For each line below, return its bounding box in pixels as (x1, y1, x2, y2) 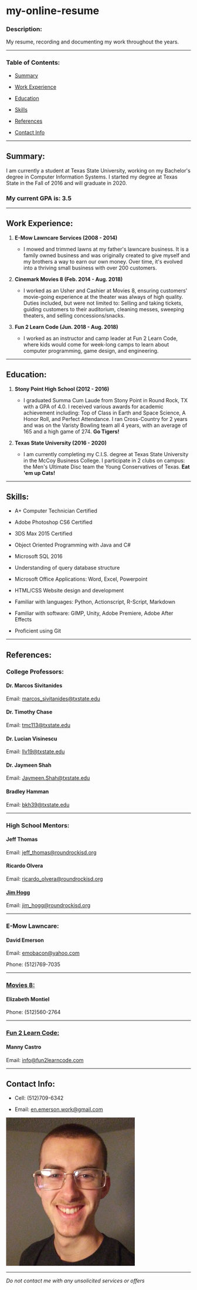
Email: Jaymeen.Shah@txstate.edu (6, 774, 90, 782)
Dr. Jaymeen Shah (6, 762, 52, 769)
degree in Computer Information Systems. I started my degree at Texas (6, 173, 178, 180)
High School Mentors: (6, 821, 70, 829)
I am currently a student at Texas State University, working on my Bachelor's (6, 167, 191, 174)
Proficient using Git (14, 627, 62, 635)
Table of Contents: (6, 59, 60, 67)
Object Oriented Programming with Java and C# (14, 541, 131, 548)
